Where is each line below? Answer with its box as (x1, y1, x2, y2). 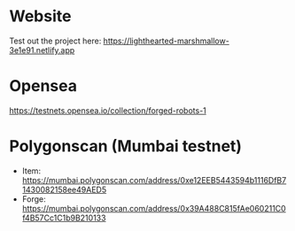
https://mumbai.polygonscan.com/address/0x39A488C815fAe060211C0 (21, 203, 286, 213)
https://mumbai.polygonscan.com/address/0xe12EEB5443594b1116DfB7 (21, 174, 287, 185)
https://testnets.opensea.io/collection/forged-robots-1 (9, 104, 206, 116)
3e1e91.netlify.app (9, 44, 75, 55)
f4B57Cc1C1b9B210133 (21, 212, 106, 223)
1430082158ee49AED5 (21, 184, 107, 195)
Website (9, 6, 72, 27)
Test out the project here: (9, 35, 102, 46)
